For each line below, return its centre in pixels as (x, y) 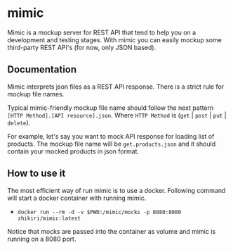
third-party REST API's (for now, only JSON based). (82, 47)
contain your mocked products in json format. (73, 151)
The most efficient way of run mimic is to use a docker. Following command (116, 190)
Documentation (42, 69)
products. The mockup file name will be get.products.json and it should (112, 144)
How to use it (36, 174)
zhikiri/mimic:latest (49, 218)
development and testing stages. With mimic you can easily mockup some (115, 39)
